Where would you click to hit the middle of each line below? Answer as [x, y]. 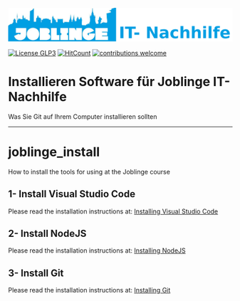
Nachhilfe [37, 97]
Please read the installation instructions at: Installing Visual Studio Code [113, 211]
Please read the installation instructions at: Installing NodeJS [97, 250]
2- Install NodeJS [47, 233]
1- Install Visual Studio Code [72, 194]
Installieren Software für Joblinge [109, 82]
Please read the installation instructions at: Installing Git [89, 290]
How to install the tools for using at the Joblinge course [89, 171]
